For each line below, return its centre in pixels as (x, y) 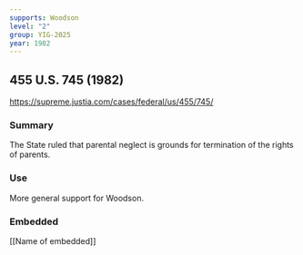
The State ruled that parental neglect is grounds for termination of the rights (151, 145)
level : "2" (30, 26)
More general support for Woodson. (76, 198)
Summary (32, 125)
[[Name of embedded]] (53, 240)
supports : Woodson (44, 18)
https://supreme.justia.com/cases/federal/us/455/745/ (111, 102)
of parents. (30, 154)
